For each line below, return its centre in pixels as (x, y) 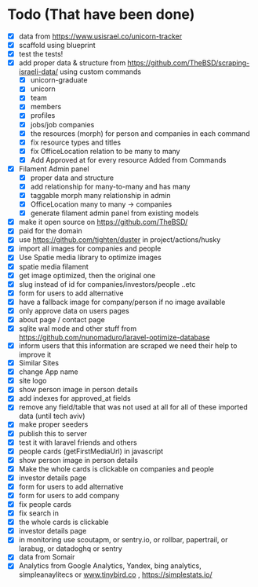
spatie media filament (54, 266)
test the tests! (41, 54)
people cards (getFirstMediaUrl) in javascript (91, 451)
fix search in (39, 513)
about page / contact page (62, 319)
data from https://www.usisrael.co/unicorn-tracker (100, 36)
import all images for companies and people (90, 248)
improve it (35, 354)
